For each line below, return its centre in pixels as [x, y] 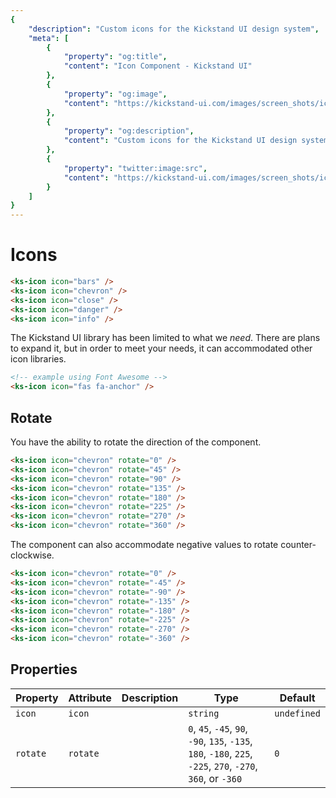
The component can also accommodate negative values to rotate [144, 544]
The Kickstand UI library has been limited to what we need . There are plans [165, 338]
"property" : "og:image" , [115, 94]
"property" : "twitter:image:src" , [135, 168]
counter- [298, 544]
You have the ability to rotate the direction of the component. [136, 442]
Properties [44, 669]
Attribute [90, 698]
